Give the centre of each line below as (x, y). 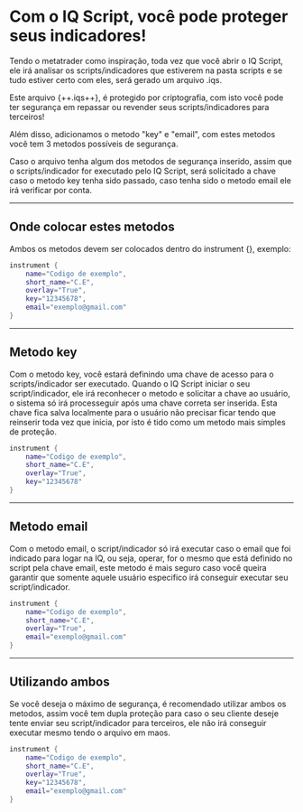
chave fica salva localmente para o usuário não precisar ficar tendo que (143, 412)
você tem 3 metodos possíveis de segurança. (94, 144)
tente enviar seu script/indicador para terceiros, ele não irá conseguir (138, 723)
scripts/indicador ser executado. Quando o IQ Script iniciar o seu (130, 383)
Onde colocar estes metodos (92, 227)
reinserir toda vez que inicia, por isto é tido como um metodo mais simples (147, 422)
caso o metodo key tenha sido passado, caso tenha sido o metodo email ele (150, 180)
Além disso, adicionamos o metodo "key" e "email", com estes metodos (142, 134)
